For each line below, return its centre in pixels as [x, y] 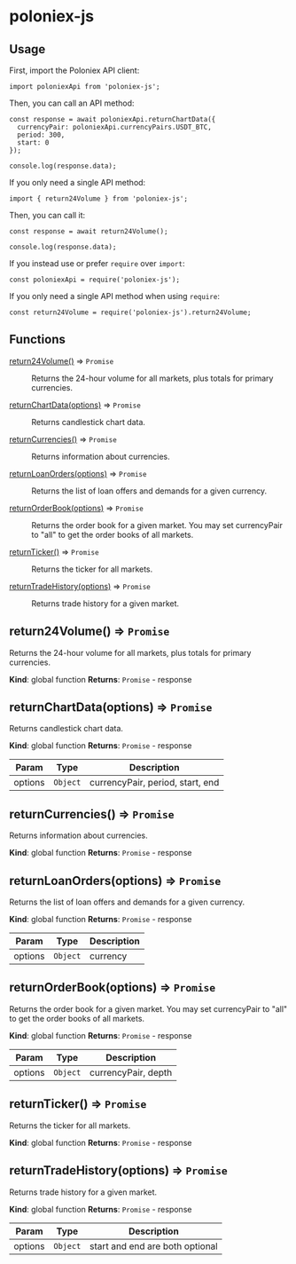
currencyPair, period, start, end [155, 783]
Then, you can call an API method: [72, 103]
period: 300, [41, 135]
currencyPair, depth [131, 1072]
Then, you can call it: [47, 215]
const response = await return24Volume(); [89, 232]
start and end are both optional [154, 1246]
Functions [38, 340]
